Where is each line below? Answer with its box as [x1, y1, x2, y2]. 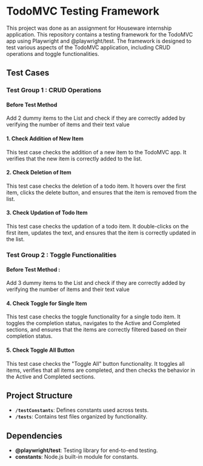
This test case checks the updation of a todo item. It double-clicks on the [6, 223, 189, 230]
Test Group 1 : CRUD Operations [6, 86, 102, 95]
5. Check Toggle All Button [6, 346, 75, 354]
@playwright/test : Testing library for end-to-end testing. [15, 447, 158, 454]
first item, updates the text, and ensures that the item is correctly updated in [6, 229, 196, 236]
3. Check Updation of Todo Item [6, 209, 88, 216]
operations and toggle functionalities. [6, 50, 99, 57]
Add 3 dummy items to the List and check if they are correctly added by [6, 279, 186, 287]
